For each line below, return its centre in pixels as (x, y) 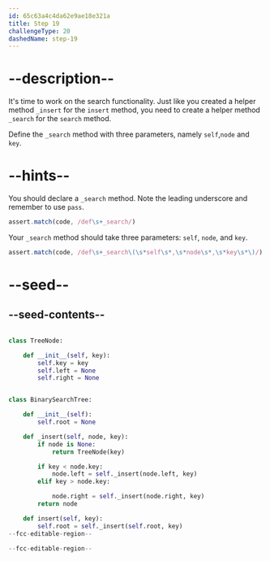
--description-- (62, 79)
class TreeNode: (36, 341)
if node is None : (66, 444)
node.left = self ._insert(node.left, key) (124, 474)
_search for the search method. (60, 119)
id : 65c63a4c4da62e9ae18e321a (60, 16)
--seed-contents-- (57, 315)
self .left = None (66, 371)
